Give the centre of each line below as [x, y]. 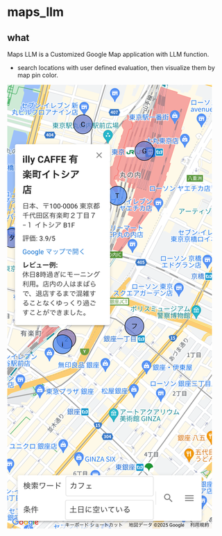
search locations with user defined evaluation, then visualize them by [116, 68]
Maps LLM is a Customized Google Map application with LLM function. [108, 54]
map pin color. [38, 75]
